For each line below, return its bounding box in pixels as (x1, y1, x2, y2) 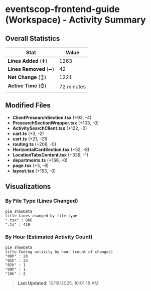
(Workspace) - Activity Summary (5, 14, 146, 26)
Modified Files (5, 101, 51, 110)
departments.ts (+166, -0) (12, 157, 68, 163)
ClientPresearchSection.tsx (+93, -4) (12, 114, 92, 120)
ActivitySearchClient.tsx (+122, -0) (12, 125, 87, 131)
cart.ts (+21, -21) (12, 135, 48, 141)
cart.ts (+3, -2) (12, 130, 44, 136)
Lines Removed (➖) (8, 66, 54, 72)
